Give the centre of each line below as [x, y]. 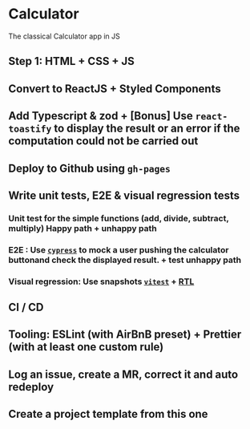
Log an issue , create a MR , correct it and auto [123, 374]
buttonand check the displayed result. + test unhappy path [125, 260]
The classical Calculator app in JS [64, 36]
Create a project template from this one [108, 414]
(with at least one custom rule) [86, 347]
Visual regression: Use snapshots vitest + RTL [101, 281]
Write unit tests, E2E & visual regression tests [124, 195]
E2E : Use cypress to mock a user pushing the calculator [119, 249]
